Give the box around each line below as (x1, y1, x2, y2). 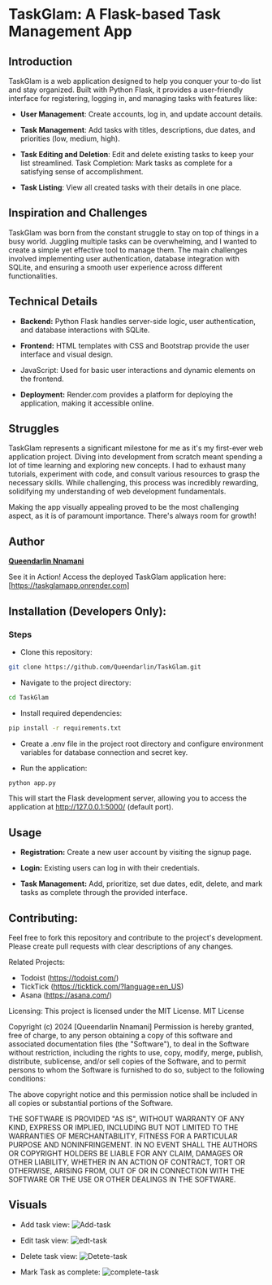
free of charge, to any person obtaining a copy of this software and (8, 1031, 233, 1041)
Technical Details (8, 295, 98, 309)
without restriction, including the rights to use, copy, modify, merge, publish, (8, 1048, 264, 1058)
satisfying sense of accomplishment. (19, 167, 144, 176)
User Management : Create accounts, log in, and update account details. (19, 109, 264, 119)
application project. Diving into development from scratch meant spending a (8, 452, 263, 462)
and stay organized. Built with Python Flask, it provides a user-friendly (8, 85, 244, 94)
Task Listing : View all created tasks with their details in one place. (19, 182, 242, 192)
